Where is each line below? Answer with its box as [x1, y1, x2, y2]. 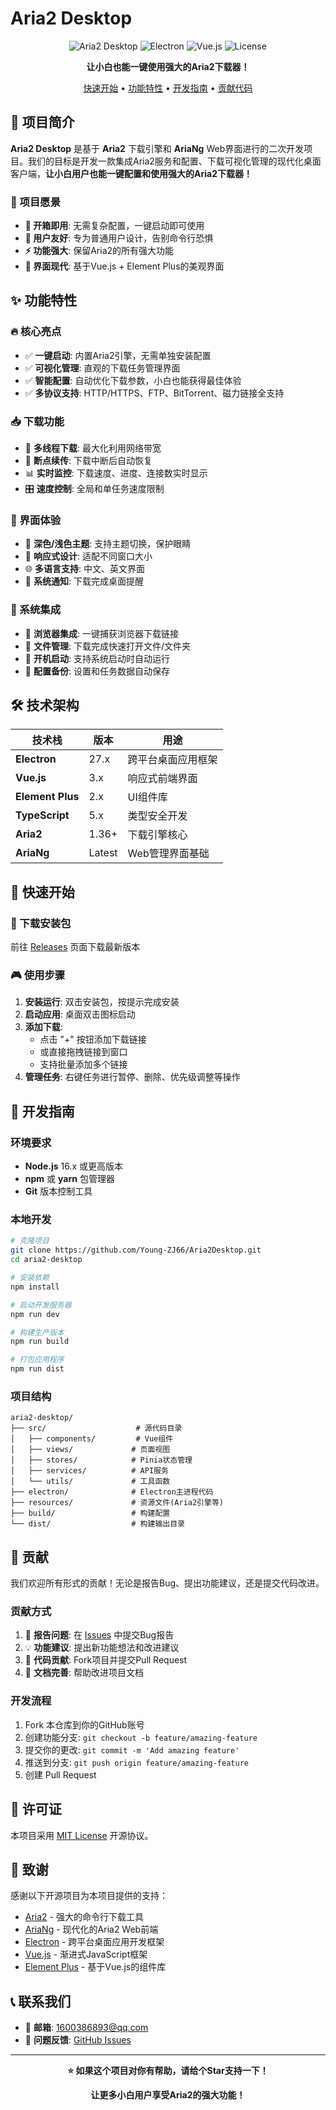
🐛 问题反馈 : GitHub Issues [24, 2034, 132, 2046]
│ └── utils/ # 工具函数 [10, 1477, 171, 1487]
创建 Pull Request [24, 1768, 97, 1781]
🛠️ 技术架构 [10, 697, 80, 714]
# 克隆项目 [10, 1236, 50, 1246]
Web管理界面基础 [127, 847, 210, 861]
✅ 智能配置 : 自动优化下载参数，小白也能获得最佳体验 [24, 374, 242, 386]
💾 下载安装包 [10, 916, 72, 930]
